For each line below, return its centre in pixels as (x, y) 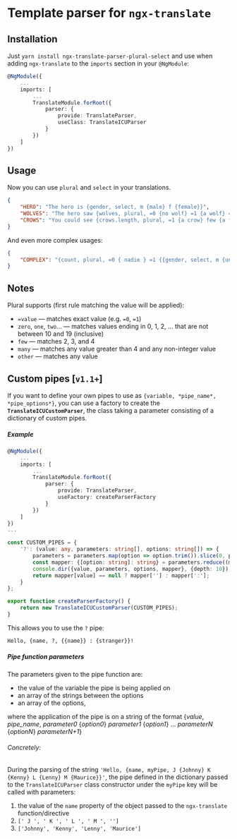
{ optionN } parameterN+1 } (45, 731)
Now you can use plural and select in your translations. (89, 188)
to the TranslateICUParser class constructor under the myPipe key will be (113, 785)
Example (20, 434)
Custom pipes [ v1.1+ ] (55, 379)
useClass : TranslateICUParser (102, 122)
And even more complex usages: (55, 240)
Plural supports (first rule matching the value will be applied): (96, 306)
